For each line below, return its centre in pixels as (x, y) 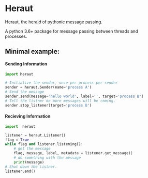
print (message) (29, 162)
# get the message (32, 149)
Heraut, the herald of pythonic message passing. (54, 22)
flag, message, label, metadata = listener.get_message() (73, 153)
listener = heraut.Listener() (36, 135)
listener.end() (20, 171)
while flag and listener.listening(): (44, 144)
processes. (16, 36)
